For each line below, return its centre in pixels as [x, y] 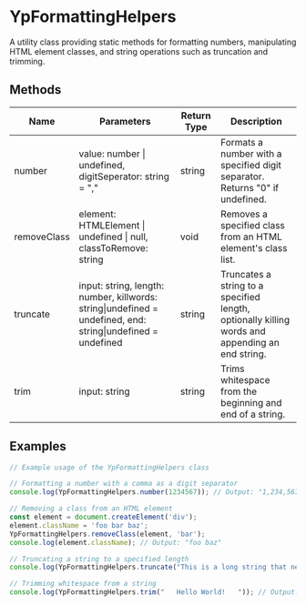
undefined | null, [113, 237]
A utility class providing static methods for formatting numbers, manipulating [153, 42]
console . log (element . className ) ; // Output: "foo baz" [116, 542]
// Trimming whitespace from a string [83, 584]
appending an [250, 342]
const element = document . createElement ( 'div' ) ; [103, 517]
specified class [252, 225]
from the [239, 391]
